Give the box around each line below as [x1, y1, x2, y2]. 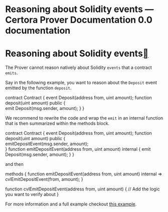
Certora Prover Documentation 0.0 [5, 14, 153, 26]
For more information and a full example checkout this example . [5, 201, 137, 207]
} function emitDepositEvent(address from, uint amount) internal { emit [5, 146, 151, 152]
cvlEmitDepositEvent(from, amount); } [5, 176, 84, 182]
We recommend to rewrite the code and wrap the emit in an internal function [5, 115, 163, 121]
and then [5, 161, 24, 167]
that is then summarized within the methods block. [5, 121, 110, 127]
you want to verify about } [5, 191, 59, 197]
